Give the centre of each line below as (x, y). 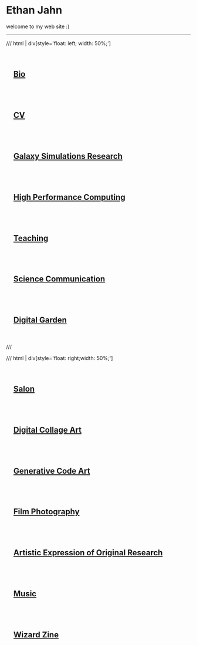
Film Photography (47, 512)
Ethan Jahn (34, 10)
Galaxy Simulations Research (68, 156)
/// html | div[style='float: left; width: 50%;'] (59, 43)
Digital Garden (40, 320)
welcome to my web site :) (38, 26)
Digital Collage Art (48, 430)
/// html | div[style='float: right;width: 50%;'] (60, 358)
